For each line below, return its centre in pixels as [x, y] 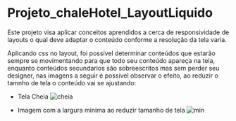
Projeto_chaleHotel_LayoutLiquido [110, 13]
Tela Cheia [33, 97]
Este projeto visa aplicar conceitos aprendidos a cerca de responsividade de [118, 32]
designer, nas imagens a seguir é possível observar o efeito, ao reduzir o [113, 76]
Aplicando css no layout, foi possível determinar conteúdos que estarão [112, 53]
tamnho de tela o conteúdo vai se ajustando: [72, 83]
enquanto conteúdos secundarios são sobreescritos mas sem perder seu [113, 68]
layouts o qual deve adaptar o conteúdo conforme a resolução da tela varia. [117, 39]
